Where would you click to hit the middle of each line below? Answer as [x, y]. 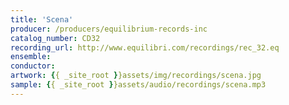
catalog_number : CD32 [55, 38]
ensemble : [31, 57]
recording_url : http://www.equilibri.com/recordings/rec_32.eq [145, 47]
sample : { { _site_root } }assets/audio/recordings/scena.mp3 [138, 85]
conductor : [33, 66]
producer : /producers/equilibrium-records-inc [109, 29]
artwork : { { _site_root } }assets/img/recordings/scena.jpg [136, 76]
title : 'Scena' [42, 19]
